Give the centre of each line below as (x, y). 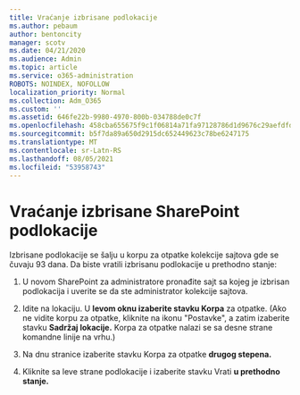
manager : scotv (37, 42)
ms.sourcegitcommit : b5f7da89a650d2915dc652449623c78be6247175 (129, 134)
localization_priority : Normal (67, 92)
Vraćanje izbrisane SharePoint (125, 211)
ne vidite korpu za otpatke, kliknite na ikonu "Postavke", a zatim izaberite (156, 318)
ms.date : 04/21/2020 (48, 51)
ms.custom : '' (36, 109)
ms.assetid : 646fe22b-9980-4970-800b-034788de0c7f (105, 117)
